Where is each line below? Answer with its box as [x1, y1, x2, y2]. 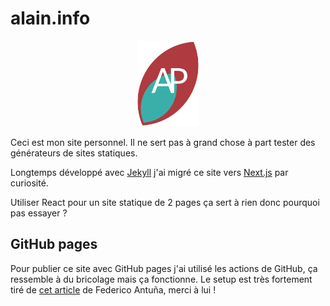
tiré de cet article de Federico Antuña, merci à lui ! [10, 283, 217, 296]
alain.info [10, 7, 91, 30]
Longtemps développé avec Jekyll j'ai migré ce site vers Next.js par [10, 166, 289, 178]
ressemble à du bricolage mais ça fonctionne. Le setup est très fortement [10, 273, 313, 285]
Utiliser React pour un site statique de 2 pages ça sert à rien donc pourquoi [10, 196, 320, 208]
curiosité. [10, 177, 49, 189]
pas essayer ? [10, 207, 68, 219]
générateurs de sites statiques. [10, 147, 138, 159]
